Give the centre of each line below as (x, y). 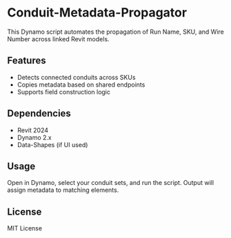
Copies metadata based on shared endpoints (81, 85)
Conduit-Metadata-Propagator (97, 13)
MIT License (25, 228)
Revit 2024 (32, 130)
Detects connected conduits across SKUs (76, 77)
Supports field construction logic (64, 91)
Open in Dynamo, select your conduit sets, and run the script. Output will (111, 183)
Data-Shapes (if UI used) (52, 144)
